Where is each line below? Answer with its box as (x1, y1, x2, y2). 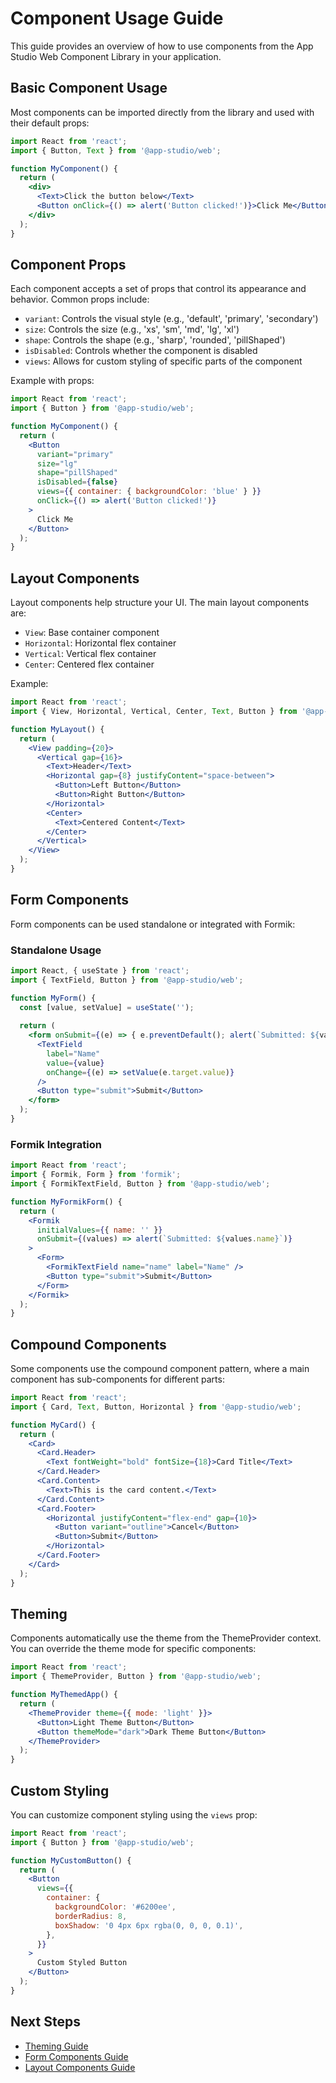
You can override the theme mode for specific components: (10, 1643, 257, 1655)
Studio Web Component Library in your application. (10, 50, 222, 62)
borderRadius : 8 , (54, 1911, 128, 1921)
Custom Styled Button (36, 1958, 128, 1968)
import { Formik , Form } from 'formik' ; (10, 1170, 182, 1180)
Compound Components (10, 1336, 167, 1353)
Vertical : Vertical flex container (24, 648, 157, 660)
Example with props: (10, 375, 95, 387)
